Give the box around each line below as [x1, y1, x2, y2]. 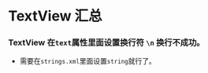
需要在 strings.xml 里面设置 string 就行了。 [19, 57, 156, 66]
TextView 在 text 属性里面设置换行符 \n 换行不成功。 [8, 37, 205, 48]
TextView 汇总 [8, 7, 102, 25]
